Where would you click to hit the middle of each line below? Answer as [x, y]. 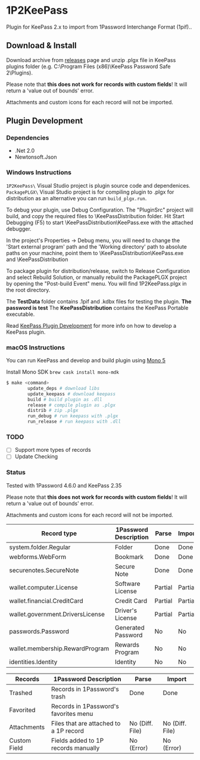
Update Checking [36, 457]
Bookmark [129, 557]
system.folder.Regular [40, 547]
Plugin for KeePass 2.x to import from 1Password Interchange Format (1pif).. [99, 27]
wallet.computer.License [44, 587]
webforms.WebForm [38, 557]
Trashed [21, 693]
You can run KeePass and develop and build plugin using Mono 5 [86, 361]
